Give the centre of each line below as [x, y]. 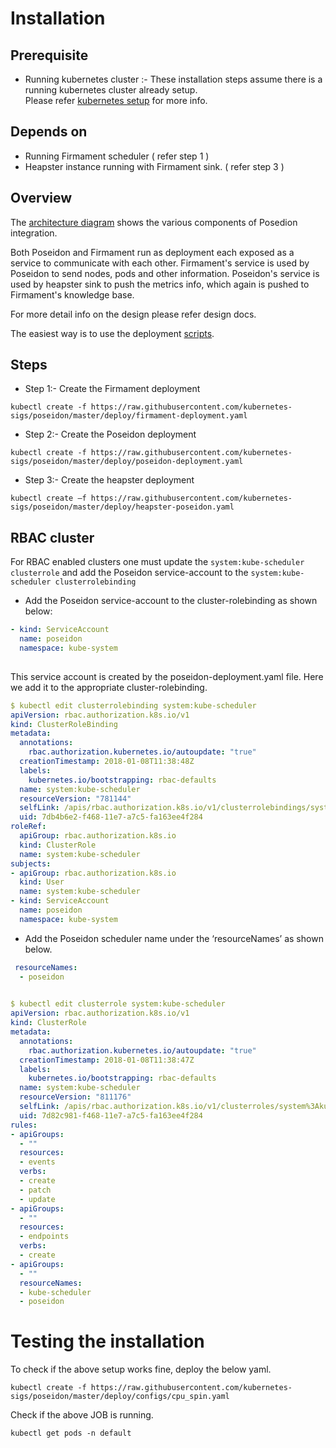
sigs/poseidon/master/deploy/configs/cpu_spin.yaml [120, 1397]
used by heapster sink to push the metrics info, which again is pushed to [160, 284]
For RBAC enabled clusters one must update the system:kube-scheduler [157, 562]
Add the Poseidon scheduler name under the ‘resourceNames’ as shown [174, 938]
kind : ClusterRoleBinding [64, 724]
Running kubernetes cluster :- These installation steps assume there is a [173, 79]
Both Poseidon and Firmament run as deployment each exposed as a [152, 252]
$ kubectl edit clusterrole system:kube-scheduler [118, 1004]
